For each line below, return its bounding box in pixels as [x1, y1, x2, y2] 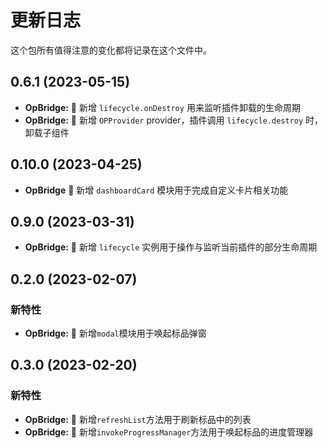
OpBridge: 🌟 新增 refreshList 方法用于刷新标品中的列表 [24, 413, 252, 425]
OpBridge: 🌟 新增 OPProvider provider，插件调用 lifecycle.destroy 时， [24, 114, 324, 126]
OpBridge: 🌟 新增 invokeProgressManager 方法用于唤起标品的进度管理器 [24, 426, 314, 438]
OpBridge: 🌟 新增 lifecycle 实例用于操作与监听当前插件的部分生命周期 [24, 241, 318, 253]
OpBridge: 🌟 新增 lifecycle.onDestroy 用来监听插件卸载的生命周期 [24, 101, 301, 113]
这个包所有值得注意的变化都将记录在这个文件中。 [10, 44, 212, 56]
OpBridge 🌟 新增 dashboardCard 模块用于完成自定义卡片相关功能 [24, 184, 289, 196]
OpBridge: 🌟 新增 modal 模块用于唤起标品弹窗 [24, 327, 207, 340]
